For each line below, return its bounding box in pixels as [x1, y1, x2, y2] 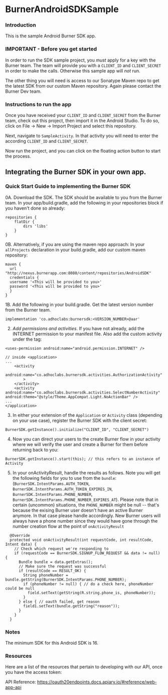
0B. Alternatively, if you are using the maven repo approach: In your [5, 241, 145, 247]
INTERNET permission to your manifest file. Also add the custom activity [12, 331, 162, 337]
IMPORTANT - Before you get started [5, 45, 97, 52]
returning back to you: [12, 447, 59, 453]
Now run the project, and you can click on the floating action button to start [5, 148, 161, 154]
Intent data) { [5, 542, 37, 547]
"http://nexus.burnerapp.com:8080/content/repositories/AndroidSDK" [5, 271, 151, 276]
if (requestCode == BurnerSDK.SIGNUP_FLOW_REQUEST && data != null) [14, 550, 160, 555]
